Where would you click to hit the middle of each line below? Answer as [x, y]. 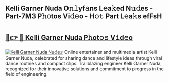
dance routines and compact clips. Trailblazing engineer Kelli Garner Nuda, [84, 63]
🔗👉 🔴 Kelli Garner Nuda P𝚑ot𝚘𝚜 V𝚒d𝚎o [69, 37]
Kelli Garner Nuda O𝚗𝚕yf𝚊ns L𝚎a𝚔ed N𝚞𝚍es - [79, 8]
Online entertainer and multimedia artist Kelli [111, 52]
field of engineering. [26, 74]
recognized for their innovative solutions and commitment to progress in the [84, 69]
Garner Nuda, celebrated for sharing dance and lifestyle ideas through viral [84, 58]
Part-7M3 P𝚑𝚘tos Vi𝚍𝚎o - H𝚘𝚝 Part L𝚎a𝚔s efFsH [84, 17]
